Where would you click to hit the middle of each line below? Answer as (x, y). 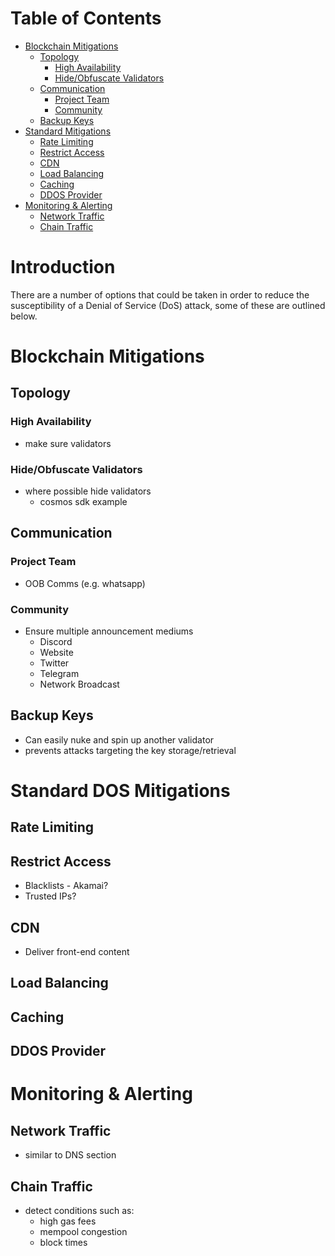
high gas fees (68, 1221)
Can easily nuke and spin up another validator (119, 739)
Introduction (63, 267)
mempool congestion (83, 1232)
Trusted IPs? (50, 896)
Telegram (59, 674)
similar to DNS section (70, 1155)
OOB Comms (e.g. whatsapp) (85, 583)
